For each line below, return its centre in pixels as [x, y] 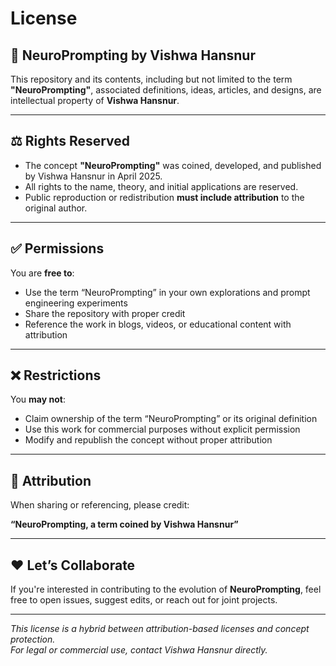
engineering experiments [76, 303]
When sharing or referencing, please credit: [100, 505]
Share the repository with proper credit [105, 313]
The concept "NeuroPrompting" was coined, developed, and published [173, 165]
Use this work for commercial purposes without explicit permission [162, 429]
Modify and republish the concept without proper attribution [148, 440]
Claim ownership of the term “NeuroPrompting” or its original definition [171, 419]
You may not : [38, 399]
